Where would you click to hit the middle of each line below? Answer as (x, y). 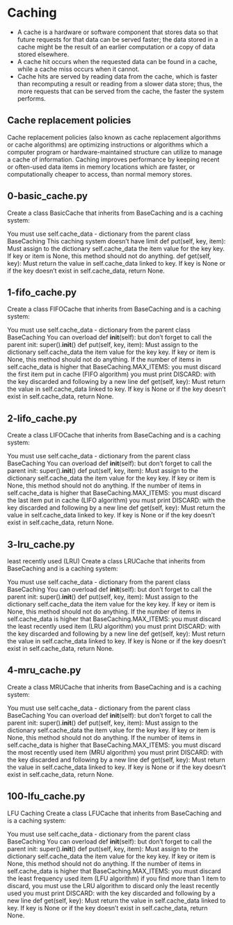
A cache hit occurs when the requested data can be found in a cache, (117, 61)
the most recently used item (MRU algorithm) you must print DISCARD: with (115, 752)
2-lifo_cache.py (42, 418)
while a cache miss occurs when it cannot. (78, 69)
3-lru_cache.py (41, 544)
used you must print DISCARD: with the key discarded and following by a (111, 893)
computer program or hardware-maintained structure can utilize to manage (115, 152)
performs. (32, 98)
